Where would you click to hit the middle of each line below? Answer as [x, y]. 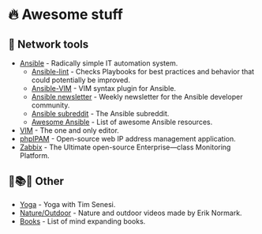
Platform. [34, 155]
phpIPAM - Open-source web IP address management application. [127, 139]
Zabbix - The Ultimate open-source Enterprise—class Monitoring [125, 147]
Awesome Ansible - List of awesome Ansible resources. [122, 122]
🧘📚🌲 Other [36, 181]
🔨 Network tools [49, 44]
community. [51, 105]
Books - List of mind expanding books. [82, 221]
